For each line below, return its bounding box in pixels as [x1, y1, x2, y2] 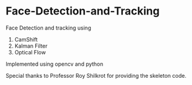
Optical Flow [14, 48, 46, 55]
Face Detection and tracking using [5, 24, 91, 31]
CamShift [14, 36, 38, 43]
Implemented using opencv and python [5, 60, 104, 68]
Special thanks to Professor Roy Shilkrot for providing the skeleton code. [5, 72, 187, 79]
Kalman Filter [14, 42, 48, 49]
